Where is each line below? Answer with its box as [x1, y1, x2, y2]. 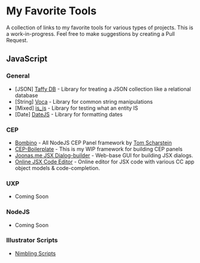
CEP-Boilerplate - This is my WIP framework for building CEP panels [14, 145, 183, 153]
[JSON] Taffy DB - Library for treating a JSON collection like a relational [14, 85, 191, 92]
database [14, 91, 38, 99]
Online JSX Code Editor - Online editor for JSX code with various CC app [14, 158, 195, 165]
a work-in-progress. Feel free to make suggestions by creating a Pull [6, 30, 175, 37]
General [6, 72, 30, 80]
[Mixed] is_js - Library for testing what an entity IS [14, 104, 139, 112]
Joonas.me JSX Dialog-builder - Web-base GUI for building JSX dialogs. [14, 151, 193, 159]
